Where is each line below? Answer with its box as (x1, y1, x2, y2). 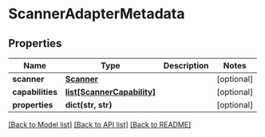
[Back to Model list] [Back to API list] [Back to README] (8, 120, 192, 129)
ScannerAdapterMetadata (8, 5, 185, 23)
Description (163, 61, 209, 71)
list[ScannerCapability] (65, 87, 156, 97)
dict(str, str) (65, 100, 113, 110)
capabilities (12, 87, 58, 97)
